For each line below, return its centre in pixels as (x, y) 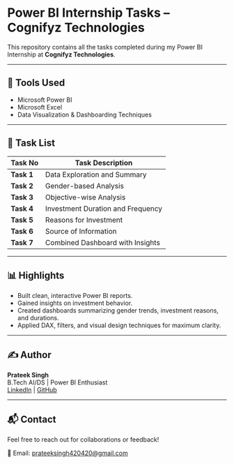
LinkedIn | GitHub (32, 390)
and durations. (38, 318)
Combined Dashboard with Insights (102, 242)
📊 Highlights (36, 275)
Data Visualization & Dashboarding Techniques (84, 114)
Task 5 (22, 220)
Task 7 (22, 242)
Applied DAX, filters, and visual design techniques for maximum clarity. (119, 325)
